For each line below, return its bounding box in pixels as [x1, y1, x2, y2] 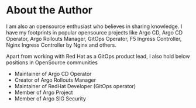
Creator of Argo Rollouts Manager [14, 76, 97, 83]
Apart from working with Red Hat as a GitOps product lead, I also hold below [6, 53, 190, 60]
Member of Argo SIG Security [14, 95, 87, 102]
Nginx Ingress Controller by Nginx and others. [6, 41, 117, 48]
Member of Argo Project [14, 89, 73, 96]
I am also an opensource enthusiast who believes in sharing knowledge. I [6, 23, 183, 30]
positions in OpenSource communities [6, 59, 98, 66]
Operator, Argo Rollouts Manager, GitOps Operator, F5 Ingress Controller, [6, 35, 182, 42]
